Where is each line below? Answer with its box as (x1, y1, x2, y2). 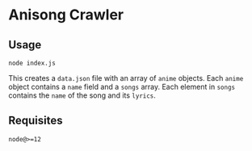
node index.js (8, 59, 57, 67)
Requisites (8, 114, 63, 128)
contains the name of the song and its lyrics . (8, 90, 156, 100)
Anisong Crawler (8, 6, 124, 24)
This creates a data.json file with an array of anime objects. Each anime (8, 73, 244, 82)
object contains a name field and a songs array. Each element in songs (8, 82, 236, 91)
